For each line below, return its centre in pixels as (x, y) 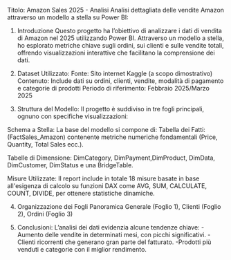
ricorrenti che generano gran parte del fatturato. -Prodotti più (124, 242)
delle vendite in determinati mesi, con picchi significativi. (125, 235)
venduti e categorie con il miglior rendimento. (82, 249)
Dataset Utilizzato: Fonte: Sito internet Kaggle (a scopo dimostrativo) (115, 73)
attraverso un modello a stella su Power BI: (68, 17)
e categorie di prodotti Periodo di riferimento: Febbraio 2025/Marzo (113, 88)
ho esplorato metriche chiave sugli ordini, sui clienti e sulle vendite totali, (120, 45)
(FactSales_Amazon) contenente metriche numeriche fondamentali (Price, (112, 137)
